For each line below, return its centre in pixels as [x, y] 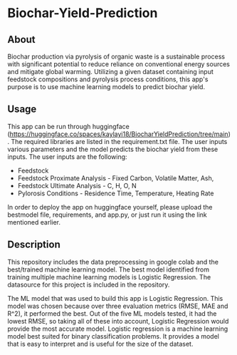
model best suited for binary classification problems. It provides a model [113, 336]
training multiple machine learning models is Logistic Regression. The [109, 277]
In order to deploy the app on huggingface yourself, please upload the [110, 207]
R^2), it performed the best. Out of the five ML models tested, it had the [112, 313]
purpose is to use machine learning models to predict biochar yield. [106, 87]
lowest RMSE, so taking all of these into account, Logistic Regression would [118, 321]
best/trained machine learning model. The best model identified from [109, 269]
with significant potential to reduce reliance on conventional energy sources [118, 64]
